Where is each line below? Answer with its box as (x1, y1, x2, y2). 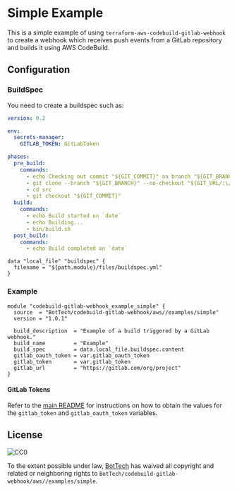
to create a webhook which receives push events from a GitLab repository (7, 35, 222, 44)
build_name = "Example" (13, 340, 109, 347)
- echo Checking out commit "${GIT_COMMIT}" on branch (25, 173, 191, 180)
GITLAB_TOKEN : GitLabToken (20, 140, 99, 148)
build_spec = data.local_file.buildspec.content (13, 346, 185, 353)
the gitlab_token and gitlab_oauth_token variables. (7, 408, 158, 417)
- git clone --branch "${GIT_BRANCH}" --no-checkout (25, 179, 185, 186)
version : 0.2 (7, 114, 46, 121)
